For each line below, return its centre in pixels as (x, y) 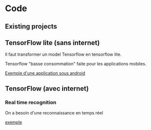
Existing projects (31, 26)
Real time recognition (31, 102)
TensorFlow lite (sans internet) (52, 42)
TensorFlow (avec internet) (47, 89)
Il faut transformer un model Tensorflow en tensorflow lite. (63, 54)
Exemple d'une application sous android (45, 73)
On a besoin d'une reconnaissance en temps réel (54, 113)
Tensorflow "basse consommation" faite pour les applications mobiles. (76, 64)
